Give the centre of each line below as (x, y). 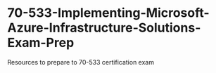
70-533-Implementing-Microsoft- (108, 13)
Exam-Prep (41, 43)
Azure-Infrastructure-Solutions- (104, 28)
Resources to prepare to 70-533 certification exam (81, 62)
